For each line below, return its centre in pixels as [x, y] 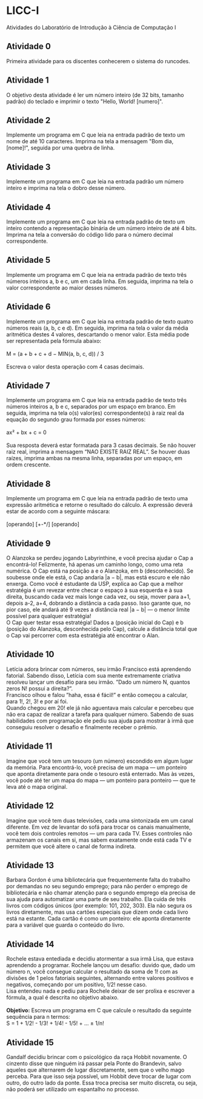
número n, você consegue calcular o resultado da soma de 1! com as [92, 971]
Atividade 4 [29, 207]
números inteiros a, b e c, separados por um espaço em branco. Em [91, 407]
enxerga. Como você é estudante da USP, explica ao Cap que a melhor [95, 584]
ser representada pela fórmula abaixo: [54, 341]
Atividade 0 [29, 46]
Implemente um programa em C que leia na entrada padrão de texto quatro [100, 321]
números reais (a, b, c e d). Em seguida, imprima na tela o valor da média [98, 328]
